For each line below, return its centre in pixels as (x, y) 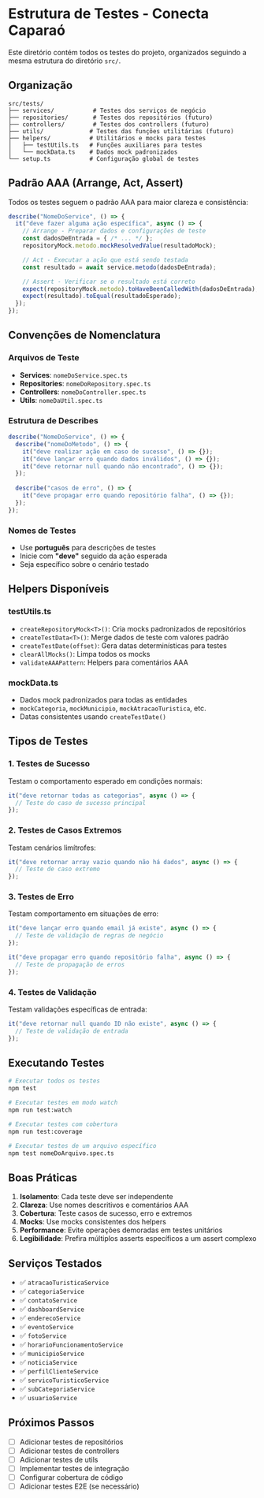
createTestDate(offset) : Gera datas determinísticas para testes (123, 645)
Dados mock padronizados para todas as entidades (103, 699)
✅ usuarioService (48, 1398)
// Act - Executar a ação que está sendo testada (106, 260)
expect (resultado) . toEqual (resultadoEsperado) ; (102, 296)
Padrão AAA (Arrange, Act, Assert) (96, 183)
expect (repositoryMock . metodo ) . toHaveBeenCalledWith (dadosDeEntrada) (139, 289)
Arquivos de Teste (44, 358)
